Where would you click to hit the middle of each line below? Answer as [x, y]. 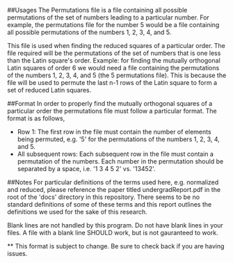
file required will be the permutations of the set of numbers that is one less [114, 53]
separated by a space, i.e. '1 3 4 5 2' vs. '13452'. [86, 169]
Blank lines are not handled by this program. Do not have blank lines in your [115, 225]
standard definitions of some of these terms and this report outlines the [110, 204]
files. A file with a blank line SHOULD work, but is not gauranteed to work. [113, 233]
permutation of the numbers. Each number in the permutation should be [120, 161]
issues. [17, 254]
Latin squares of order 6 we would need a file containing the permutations [113, 68]
